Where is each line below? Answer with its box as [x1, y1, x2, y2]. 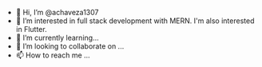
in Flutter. [15, 25, 47, 33]
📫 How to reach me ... [15, 50, 90, 60]
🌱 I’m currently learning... [15, 33, 99, 42]
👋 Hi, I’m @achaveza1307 [15, 8, 99, 17]
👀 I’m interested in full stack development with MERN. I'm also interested [15, 16, 255, 26]
